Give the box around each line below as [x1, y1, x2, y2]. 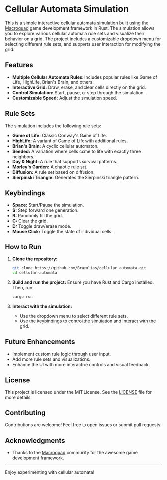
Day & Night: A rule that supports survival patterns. [12, 159, 118, 164]
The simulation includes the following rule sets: [5, 123, 102, 129]
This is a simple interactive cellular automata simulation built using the [5, 20, 149, 26]
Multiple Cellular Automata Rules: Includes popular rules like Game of [12, 74, 158, 80]
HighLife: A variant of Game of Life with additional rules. [12, 138, 128, 144]
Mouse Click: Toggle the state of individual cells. [12, 229, 113, 235]
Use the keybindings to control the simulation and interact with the [19, 318, 156, 324]
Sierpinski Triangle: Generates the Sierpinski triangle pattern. [12, 174, 139, 180]
